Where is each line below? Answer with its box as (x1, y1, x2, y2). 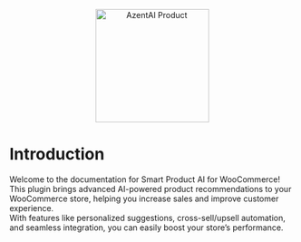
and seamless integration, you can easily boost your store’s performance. (9, 222, 284, 233)
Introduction (9, 144, 105, 165)
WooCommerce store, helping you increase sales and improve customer (9, 193, 279, 204)
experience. (9, 202, 54, 213)
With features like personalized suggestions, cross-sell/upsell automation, (9, 212, 286, 223)
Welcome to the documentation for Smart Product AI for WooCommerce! (9, 173, 281, 185)
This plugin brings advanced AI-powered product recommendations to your (9, 183, 292, 194)
